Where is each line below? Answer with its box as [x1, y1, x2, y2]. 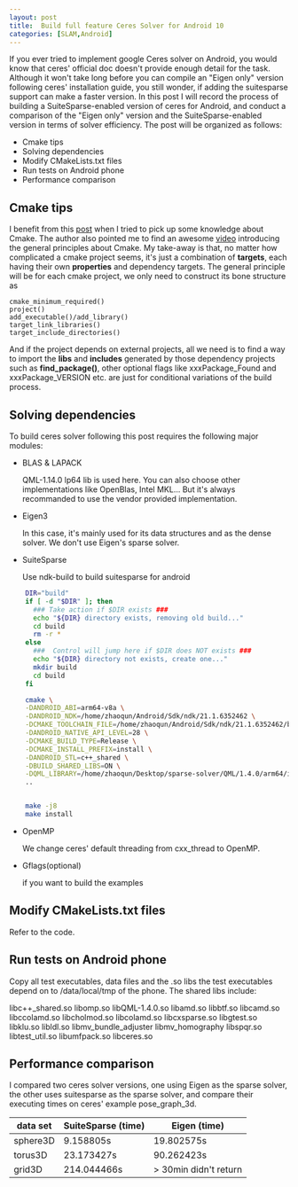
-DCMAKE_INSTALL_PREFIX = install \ [25, 745, 153, 754]
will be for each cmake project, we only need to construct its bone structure [9, 271, 286, 282]
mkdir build [32, 662, 77, 672]
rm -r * [32, 630, 62, 639]
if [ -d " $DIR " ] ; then [25, 597, 114, 605]
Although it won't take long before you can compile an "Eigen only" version [9, 73, 284, 83]
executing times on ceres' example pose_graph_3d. [9, 1098, 197, 1109]
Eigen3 [21, 511, 49, 521]
